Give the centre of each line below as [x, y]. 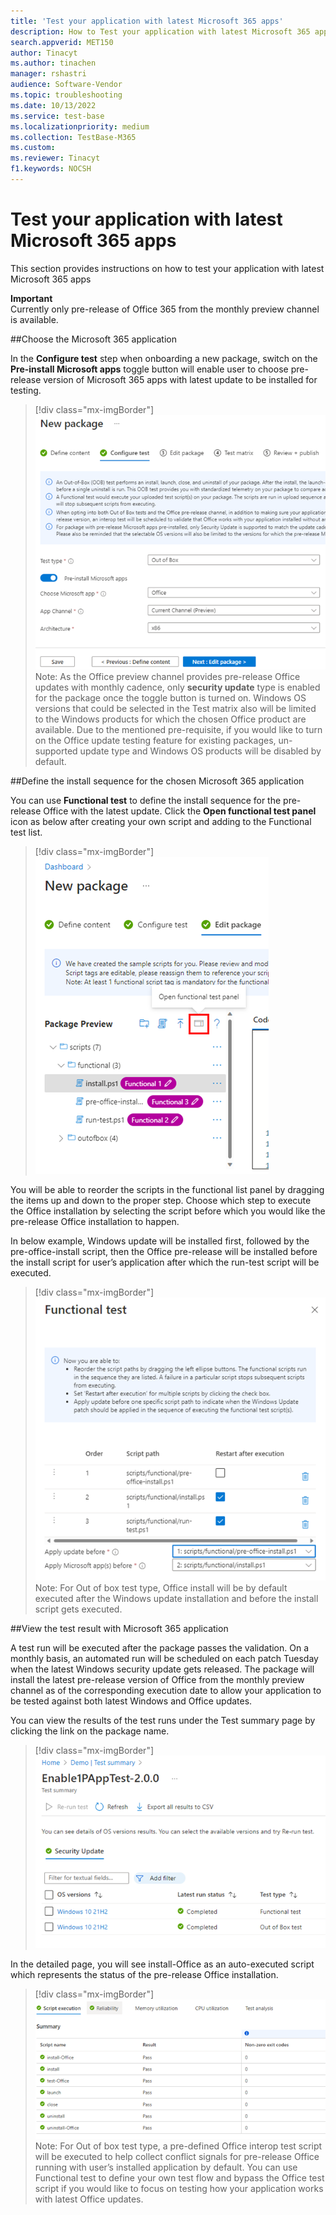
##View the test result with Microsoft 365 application [119, 1628]
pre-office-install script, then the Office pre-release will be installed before [164, 1252]
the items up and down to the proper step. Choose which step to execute [161, 1201]
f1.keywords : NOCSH [51, 169]
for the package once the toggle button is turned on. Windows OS [170, 698]
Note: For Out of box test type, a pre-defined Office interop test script [178, 2146]
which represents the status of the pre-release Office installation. [144, 1974]
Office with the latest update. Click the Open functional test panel [180, 811]
